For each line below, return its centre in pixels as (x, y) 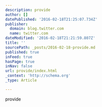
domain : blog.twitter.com (37, 29)
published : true (22, 52)
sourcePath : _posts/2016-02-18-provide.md (50, 47)
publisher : (17, 24)
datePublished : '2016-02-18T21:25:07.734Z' (52, 19)
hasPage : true (20, 62)
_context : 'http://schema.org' (38, 76)
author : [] (17, 15)
